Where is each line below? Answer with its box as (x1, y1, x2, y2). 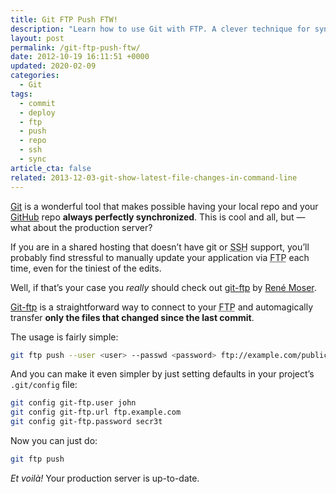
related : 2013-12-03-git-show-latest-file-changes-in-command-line (10, 172, 298, 183)
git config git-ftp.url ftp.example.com (10, 407, 182, 418)
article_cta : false (10, 163, 92, 173)
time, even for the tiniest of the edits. (10, 262, 162, 274)
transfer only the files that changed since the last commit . (10, 311, 255, 323)
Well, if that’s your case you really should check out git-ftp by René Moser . (10, 281, 317, 293)
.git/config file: (10, 379, 78, 391)
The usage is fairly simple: (10, 331, 119, 343)
